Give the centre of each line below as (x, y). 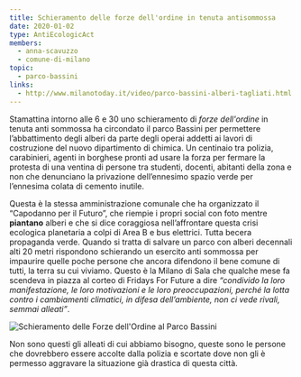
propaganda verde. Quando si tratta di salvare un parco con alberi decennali (151, 242)
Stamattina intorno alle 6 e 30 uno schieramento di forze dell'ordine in (139, 119)
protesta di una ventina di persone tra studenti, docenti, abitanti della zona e (150, 167)
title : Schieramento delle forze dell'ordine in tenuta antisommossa (143, 18)
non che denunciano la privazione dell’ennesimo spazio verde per (132, 176)
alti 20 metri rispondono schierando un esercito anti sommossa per (134, 251)
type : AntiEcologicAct (52, 34)
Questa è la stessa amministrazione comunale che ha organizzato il (134, 203)
